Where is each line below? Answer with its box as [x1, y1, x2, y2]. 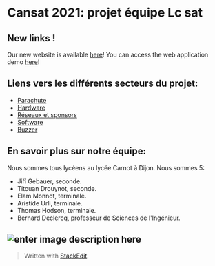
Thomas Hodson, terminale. [17, 206, 96, 214]
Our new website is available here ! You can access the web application [7, 50, 209, 59]
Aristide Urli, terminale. [17, 198, 83, 207]
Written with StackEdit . [23, 252, 90, 260]
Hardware [17, 103, 46, 112]
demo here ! [7, 58, 40, 66]
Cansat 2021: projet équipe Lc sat [7, 5, 203, 21]
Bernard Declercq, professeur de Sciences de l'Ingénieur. [17, 214, 181, 222]
